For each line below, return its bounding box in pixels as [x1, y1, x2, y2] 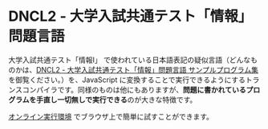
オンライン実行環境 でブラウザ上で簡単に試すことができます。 [8, 111, 214, 121]
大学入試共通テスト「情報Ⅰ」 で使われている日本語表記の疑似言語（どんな [8, 55, 251, 64]
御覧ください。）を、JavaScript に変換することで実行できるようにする [14, 75, 246, 84]
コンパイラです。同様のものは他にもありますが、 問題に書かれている [22, 84, 246, 94]
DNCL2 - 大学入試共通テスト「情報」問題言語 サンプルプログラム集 [35, 64, 259, 74]
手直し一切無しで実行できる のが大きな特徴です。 [35, 95, 197, 104]
